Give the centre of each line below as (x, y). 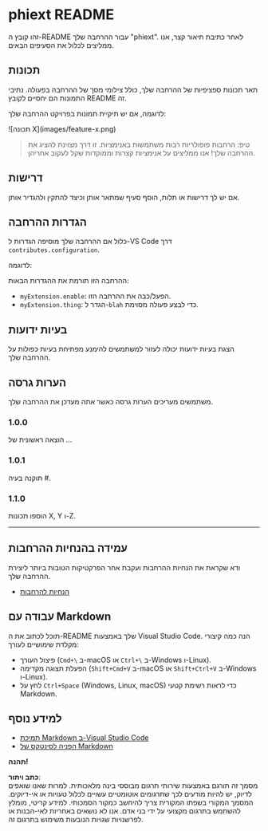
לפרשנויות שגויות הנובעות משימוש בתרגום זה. (76, 820)
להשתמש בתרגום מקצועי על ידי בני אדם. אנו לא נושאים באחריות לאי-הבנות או (124, 811)
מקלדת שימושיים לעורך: (44, 644)
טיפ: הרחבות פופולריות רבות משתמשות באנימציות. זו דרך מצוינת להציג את (139, 144)
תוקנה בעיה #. (30, 478)
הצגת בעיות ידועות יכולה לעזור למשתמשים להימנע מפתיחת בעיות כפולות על (122, 349)
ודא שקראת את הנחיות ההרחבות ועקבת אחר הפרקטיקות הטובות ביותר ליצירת (124, 567)
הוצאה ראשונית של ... (40, 439)
